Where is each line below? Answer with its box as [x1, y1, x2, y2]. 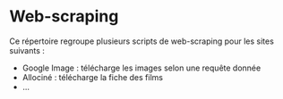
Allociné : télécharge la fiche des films [21, 71, 164, 82]
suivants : [9, 45, 45, 55]
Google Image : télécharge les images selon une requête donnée [21, 62, 262, 73]
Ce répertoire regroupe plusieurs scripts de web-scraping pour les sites [9, 36, 275, 46]
